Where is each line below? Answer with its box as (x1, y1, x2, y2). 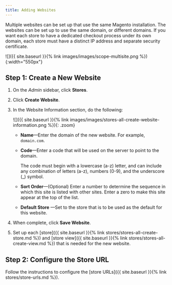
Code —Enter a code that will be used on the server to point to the (20, 147, 160, 154)
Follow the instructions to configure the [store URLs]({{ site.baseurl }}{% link (5, 269, 167, 275)
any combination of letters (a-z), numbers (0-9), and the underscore (20, 168, 165, 174)
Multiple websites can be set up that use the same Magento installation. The (5, 21, 166, 28)
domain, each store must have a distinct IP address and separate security (5, 38, 160, 44)
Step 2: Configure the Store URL (5, 255, 109, 264)
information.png (12, 122, 47, 128)
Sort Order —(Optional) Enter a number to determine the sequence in (20, 184, 166, 190)
